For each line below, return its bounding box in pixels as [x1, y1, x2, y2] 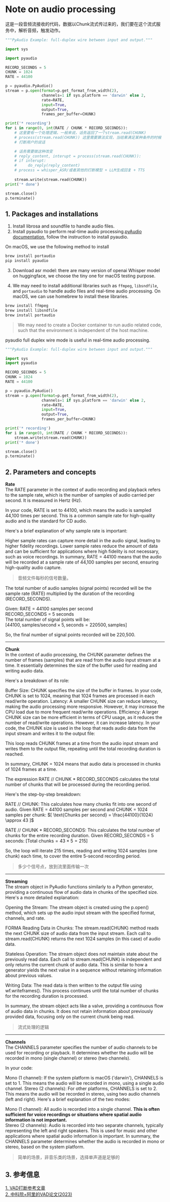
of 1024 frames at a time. [5, 766, 58, 772]
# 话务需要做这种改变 [14, 148, 53, 154]
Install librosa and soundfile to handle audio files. [12, 223, 115, 229]
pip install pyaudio [5, 258, 49, 264]
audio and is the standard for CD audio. [5, 518, 88, 524]
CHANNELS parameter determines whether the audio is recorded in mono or [5, 1139, 165, 1145]
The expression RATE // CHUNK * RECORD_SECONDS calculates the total [5, 776, 159, 782]
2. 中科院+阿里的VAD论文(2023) [5, 1191, 72, 1197]
